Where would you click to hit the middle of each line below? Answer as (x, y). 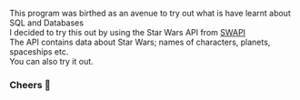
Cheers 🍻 (30, 85)
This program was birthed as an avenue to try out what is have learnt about (150, 13)
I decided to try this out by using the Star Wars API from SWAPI (128, 32)
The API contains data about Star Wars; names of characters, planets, (140, 42)
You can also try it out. (51, 61)
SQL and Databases (47, 23)
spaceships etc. (39, 52)
